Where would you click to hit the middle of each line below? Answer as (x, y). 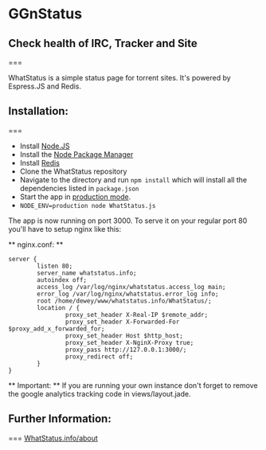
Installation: (39, 111)
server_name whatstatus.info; (87, 273)
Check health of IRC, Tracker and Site (103, 43)
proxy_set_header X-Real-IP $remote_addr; (137, 315)
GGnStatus (45, 14)
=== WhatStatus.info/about (53, 438)
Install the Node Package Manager (76, 154)
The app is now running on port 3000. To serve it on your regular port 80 (128, 221)
